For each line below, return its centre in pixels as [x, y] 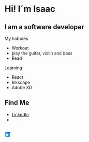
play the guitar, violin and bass [42, 53]
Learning [14, 68]
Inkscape [21, 82]
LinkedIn [20, 114]
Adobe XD [22, 88]
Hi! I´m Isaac [30, 9]
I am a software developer [44, 27]
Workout [20, 48]
